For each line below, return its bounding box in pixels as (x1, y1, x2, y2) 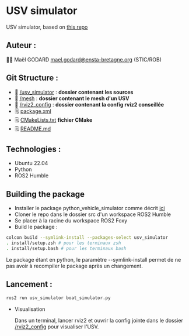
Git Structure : (6, 73, 58, 83)
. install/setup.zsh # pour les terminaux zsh (6, 240, 121, 246)
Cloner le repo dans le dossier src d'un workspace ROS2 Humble (14, 211, 171, 218)
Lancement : (6, 279, 52, 289)
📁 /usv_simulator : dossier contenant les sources (14, 88, 134, 95)
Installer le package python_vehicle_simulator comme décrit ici (14, 205, 165, 212)
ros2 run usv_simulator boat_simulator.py (6, 294, 111, 301)
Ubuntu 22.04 (14, 160, 48, 167)
